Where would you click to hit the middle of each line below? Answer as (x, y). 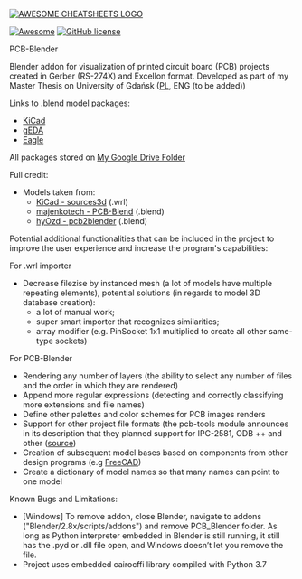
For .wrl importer (41, 266)
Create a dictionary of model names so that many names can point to (151, 472)
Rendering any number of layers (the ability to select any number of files (157, 376)
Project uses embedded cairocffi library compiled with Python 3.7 (145, 564)
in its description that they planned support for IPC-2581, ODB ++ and (152, 433)
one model (42, 481)
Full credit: (29, 175)
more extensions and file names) (83, 405)
